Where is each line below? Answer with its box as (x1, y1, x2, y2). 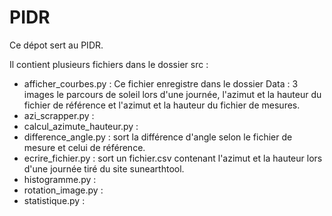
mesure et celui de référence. (23, 141, 146, 153)
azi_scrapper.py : (23, 109, 95, 121)
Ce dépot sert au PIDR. (9, 39, 104, 51)
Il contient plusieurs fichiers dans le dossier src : (9, 58, 209, 70)
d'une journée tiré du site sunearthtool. (23, 162, 185, 175)
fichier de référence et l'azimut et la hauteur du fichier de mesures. (23, 99, 301, 111)
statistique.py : (23, 194, 86, 206)
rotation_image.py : (23, 184, 104, 196)
